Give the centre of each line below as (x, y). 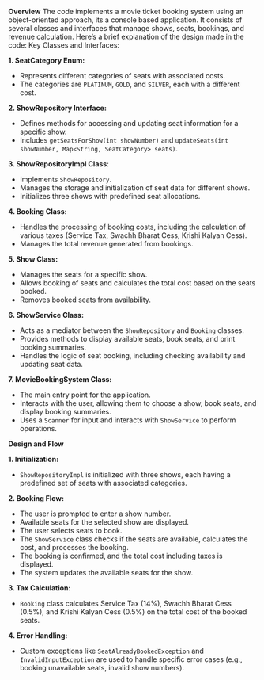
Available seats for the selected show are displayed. (104, 522)
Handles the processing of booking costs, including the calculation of (133, 227)
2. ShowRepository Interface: (57, 108)
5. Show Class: (33, 259)
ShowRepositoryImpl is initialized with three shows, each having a (125, 474)
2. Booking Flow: (36, 498)
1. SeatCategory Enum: (47, 60)
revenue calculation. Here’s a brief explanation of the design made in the (126, 36)
